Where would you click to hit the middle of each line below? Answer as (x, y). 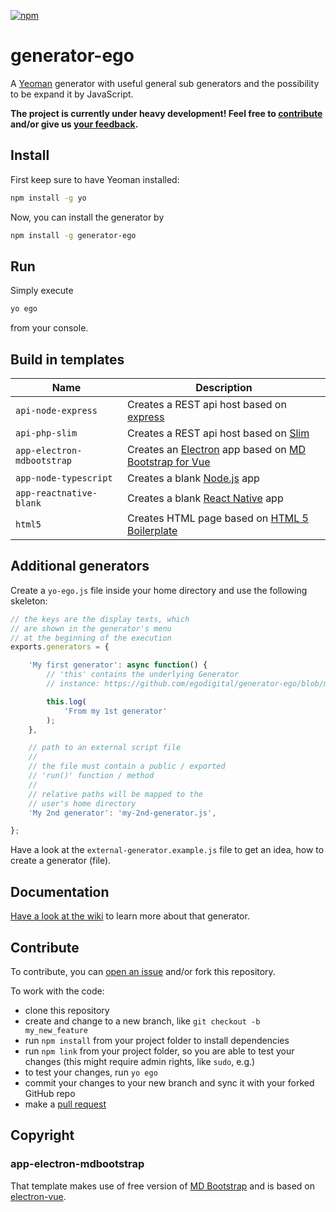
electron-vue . (38, 1196)
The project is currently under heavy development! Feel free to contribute (166, 113)
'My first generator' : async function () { (118, 665)
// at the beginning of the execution (91, 638)
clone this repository (67, 1010)
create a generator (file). (61, 861)
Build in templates (67, 359)
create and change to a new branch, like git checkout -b (142, 1021)
